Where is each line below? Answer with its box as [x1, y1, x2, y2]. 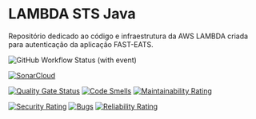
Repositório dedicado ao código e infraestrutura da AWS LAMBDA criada [8, 31, 249, 41]
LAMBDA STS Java [8, 5, 136, 23]
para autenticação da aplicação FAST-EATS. [8, 39, 154, 49]
